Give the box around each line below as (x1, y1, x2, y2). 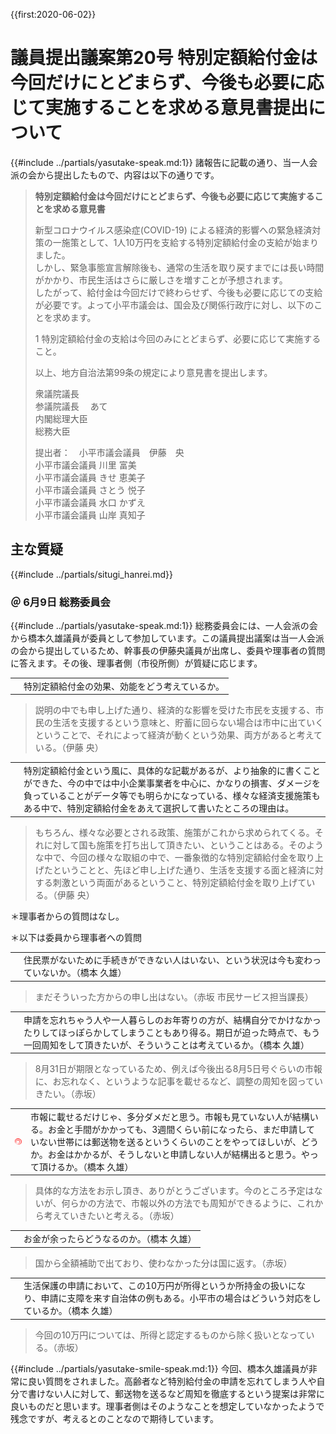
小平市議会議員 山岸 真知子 (34, 509, 146, 521)
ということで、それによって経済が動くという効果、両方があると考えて (34, 729, 323, 741)
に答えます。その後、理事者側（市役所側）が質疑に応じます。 (10, 657, 263, 669)
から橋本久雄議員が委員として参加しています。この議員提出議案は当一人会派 (10, 632, 325, 644)
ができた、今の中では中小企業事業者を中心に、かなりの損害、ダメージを (23, 777, 321, 789)
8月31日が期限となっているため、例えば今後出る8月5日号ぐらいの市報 (34, 1063, 323, 1075)
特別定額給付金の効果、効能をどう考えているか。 (23, 680, 225, 692)
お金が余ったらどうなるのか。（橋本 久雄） (23, 1233, 197, 1245)
